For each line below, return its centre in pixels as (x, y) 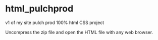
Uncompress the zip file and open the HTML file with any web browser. (79, 32)
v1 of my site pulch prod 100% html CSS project (55, 22)
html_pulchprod (39, 9)
